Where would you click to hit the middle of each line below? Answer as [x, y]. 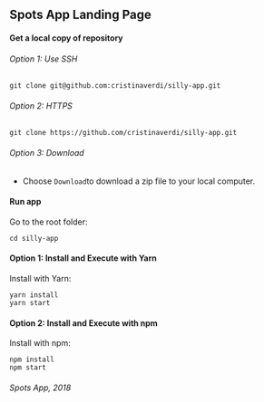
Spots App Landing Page [80, 15]
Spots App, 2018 [40, 388]
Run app [25, 202]
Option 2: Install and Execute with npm [84, 323]
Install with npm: [40, 343]
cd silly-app [34, 238]
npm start [28, 368]
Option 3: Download [47, 152]
